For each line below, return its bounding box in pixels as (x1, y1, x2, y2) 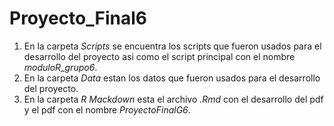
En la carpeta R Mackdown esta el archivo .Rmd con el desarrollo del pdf (23, 93, 324, 105)
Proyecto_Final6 (9, 7, 147, 30)
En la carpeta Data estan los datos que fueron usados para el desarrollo (23, 72, 321, 84)
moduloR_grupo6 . (23, 61, 98, 73)
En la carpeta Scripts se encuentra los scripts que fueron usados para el (23, 40, 322, 52)
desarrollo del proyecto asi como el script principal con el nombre (23, 50, 296, 62)
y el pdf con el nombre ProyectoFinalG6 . (23, 103, 191, 116)
